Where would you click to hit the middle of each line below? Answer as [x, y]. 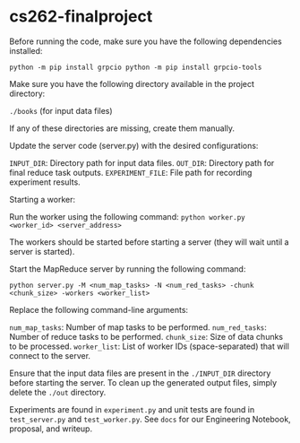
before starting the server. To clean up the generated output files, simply [143, 382]
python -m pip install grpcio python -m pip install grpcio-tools [136, 67]
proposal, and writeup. [51, 429]
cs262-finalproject [81, 17]
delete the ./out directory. [58, 392]
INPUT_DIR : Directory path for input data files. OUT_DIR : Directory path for [142, 162]
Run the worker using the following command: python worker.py [127, 216]
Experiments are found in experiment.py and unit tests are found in [132, 409]
